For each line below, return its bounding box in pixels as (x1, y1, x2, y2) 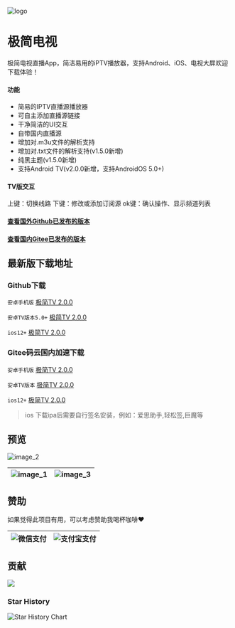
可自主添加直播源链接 (17, 111, 80, 120)
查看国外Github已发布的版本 (7, 217, 90, 225)
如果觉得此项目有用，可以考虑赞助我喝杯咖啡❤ (7, 516, 145, 524)
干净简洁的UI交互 (17, 120, 68, 129)
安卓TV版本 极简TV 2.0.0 (7, 380, 75, 389)
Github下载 (7, 280, 46, 290)
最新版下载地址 (7, 257, 73, 270)
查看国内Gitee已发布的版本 (7, 235, 86, 243)
